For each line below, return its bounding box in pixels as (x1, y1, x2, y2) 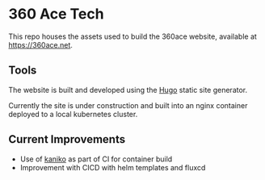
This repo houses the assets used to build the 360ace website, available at (8, 31, 257, 41)
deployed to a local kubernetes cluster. (8, 109, 138, 119)
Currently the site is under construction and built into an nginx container (8, 100, 248, 110)
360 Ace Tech (8, 5, 104, 23)
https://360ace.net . (8, 40, 73, 49)
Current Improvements (8, 132, 126, 146)
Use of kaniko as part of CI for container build (19, 154, 173, 164)
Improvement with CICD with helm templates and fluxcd (19, 162, 206, 172)
